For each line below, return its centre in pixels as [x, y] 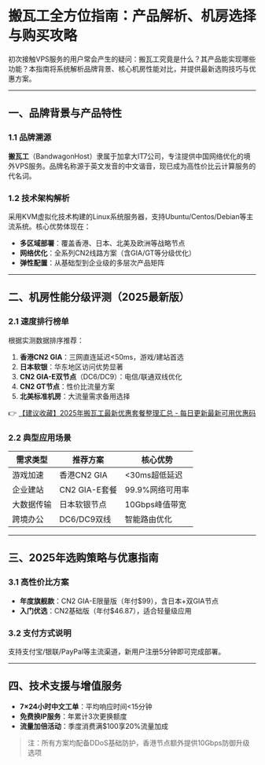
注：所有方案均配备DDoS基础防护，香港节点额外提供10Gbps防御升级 [138, 742]
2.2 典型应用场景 [40, 437]
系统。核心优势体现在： [53, 226]
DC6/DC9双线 [85, 519]
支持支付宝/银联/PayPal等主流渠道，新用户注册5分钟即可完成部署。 [117, 651]
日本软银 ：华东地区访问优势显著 [71, 367]
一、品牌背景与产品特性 [65, 113]
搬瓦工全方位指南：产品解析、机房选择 [132, 16]
